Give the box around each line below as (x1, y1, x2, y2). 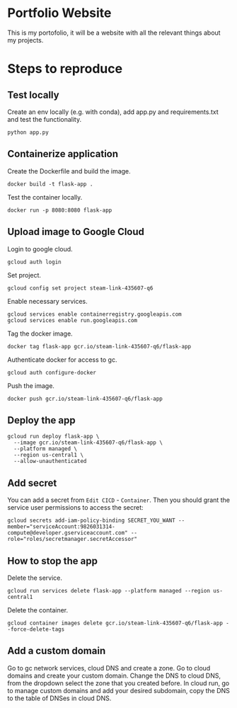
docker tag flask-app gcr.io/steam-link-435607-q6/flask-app (7, 343, 192, 350)
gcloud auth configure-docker (7, 369, 97, 376)
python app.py (7, 129, 50, 136)
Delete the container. (7, 606, 69, 614)
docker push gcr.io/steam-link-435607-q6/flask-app (7, 395, 163, 402)
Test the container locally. (7, 193, 83, 201)
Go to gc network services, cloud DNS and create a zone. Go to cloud (7, 663, 211, 672)
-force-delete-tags (7, 626, 65, 633)
